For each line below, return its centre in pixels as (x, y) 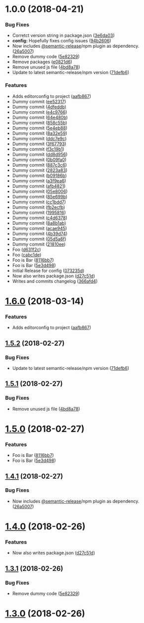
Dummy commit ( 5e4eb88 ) (40, 128)
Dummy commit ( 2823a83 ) (40, 170)
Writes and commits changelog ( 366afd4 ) (55, 281)
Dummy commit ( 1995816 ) (39, 212)
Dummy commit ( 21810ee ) (39, 244)
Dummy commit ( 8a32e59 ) (40, 133)
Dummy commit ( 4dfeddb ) (39, 107)
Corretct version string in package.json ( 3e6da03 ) (63, 35)
